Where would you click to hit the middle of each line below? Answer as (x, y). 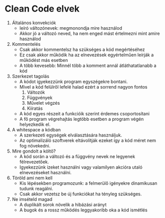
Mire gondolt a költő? (34, 151)
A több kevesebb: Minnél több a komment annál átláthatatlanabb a (88, 65)
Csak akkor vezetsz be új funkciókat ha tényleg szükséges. (80, 194)
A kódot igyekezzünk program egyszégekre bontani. (73, 82)
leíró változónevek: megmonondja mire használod (71, 28)
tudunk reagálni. (36, 188)
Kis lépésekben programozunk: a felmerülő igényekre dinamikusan (88, 183)
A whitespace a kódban (36, 129)
